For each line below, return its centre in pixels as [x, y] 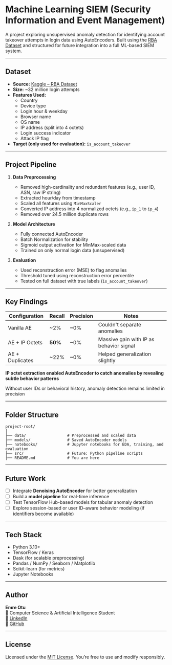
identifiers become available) [43, 514]
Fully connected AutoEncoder [52, 234]
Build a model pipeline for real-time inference [61, 497]
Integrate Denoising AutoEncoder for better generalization [75, 491]
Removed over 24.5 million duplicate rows [64, 214]
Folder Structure [32, 415]
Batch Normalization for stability [54, 239]
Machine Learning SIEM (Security [78, 9]
